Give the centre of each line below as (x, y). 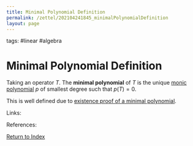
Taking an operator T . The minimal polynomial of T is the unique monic (96, 83)
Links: (14, 113)
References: (21, 125)
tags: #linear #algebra (34, 41)
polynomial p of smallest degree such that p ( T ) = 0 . (71, 89)
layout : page (23, 23)
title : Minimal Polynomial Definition (56, 12)
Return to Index (26, 137)
